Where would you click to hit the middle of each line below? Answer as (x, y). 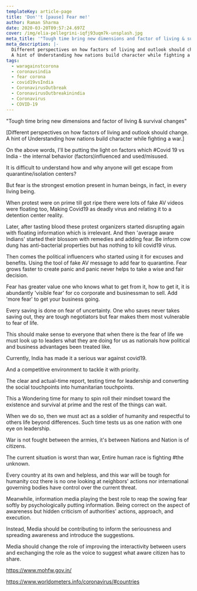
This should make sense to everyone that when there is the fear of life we (95, 334)
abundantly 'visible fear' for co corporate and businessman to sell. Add (92, 293)
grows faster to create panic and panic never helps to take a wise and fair (95, 269)
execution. (19, 517)
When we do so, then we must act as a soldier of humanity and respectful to (98, 416)
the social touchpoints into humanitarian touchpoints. (70, 387)
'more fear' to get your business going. (53, 299)
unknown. (18, 463)
